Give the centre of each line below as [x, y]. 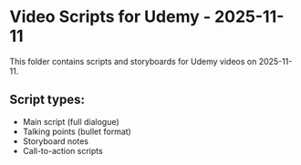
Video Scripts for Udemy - [110, 17]
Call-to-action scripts [62, 150]
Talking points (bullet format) [77, 131]
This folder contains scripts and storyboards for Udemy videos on [133, 61]
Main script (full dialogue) [71, 121]
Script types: [47, 100]
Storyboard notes [56, 141]
